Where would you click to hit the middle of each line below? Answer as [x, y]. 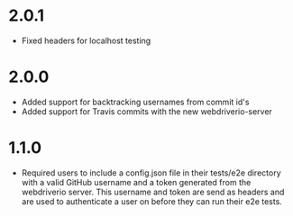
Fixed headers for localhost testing [86, 40]
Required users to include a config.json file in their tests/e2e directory [151, 173]
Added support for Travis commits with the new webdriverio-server [146, 111]
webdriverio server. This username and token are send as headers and [153, 192]
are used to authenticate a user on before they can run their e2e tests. [152, 201]
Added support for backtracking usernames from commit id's [135, 102]
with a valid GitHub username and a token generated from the [136, 182]
